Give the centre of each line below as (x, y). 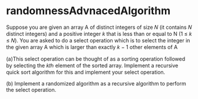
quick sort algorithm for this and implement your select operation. (86, 72)
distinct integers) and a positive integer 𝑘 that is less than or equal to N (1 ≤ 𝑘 (99, 34)
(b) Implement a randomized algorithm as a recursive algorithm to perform (96, 83)
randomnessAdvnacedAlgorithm (88, 11)
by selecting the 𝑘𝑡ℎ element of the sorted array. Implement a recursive (92, 65)
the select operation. (31, 90)
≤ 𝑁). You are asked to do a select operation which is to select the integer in (98, 40)
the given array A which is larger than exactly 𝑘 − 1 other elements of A (92, 47)
